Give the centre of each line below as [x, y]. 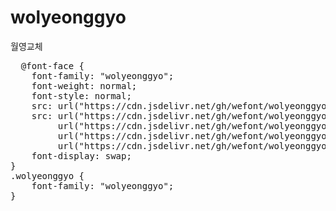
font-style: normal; [81, 95]
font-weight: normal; [84, 85]
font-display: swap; [81, 155]
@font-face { [52, 65]
